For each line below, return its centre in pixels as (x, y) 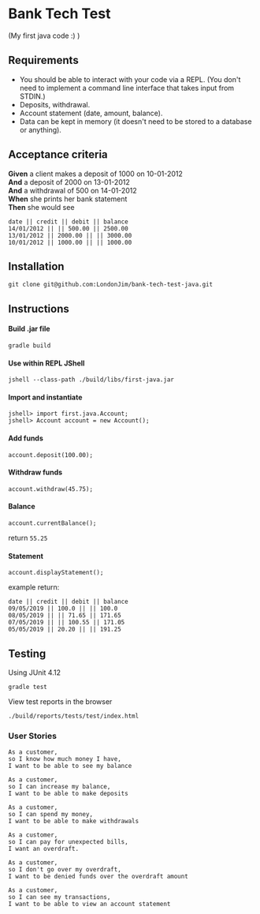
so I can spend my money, (50, 815)
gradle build (30, 345)
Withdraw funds (35, 472)
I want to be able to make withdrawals (74, 822)
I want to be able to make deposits (68, 794)
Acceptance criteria (58, 155)
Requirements (43, 60)
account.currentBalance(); (52, 523)
